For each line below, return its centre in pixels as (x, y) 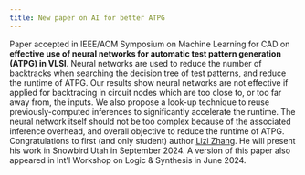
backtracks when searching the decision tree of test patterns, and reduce (148, 73)
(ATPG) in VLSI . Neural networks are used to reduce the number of (136, 63)
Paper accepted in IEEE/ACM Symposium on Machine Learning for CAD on (150, 44)
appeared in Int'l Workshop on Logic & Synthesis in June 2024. (128, 160)
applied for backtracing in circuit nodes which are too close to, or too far (146, 92)
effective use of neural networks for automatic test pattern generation (145, 53)
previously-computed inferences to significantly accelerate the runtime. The (152, 111)
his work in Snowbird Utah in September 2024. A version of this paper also (150, 150)
